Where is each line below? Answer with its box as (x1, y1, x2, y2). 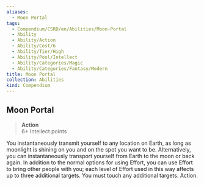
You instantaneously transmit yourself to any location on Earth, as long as (6, 139, 191, 147)
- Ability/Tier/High (12, 49, 64, 55)
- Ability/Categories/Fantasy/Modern (12, 65, 108, 72)
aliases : (6, 9, 29, 15)
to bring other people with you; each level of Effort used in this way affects (6, 165, 194, 172)
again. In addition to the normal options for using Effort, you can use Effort (6, 159, 194, 166)
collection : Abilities (6, 77, 64, 83)
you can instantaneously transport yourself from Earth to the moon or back (6, 152, 195, 159)
